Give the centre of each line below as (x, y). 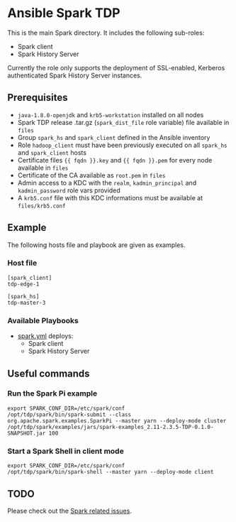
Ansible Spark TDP (64, 13)
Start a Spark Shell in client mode (66, 451)
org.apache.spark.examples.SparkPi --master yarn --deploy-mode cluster (117, 420)
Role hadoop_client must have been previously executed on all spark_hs (122, 145)
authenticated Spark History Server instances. (75, 75)
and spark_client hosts (52, 152)
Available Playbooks (43, 320)
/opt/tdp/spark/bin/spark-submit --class (69, 414)
